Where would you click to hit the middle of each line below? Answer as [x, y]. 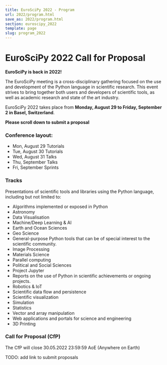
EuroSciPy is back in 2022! [34, 72]
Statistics [22, 308]
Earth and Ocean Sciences [40, 228]
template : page [21, 29]
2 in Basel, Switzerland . [30, 112]
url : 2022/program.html [30, 15]
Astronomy [24, 212]
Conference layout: [29, 135]
